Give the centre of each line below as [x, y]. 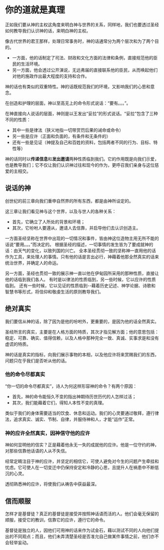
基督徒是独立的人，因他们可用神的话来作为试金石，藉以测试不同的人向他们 [80, 530]
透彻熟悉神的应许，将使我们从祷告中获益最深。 [52, 484]
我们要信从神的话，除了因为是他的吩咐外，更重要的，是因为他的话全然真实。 [82, 321]
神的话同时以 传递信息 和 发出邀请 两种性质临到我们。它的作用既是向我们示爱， [82, 159]
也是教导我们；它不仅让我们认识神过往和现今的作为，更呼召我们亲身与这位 [80, 165]
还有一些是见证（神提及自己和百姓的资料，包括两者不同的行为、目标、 [83, 142]
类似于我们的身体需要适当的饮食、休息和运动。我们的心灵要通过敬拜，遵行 [80, 413]
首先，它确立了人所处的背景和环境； [49, 222]
